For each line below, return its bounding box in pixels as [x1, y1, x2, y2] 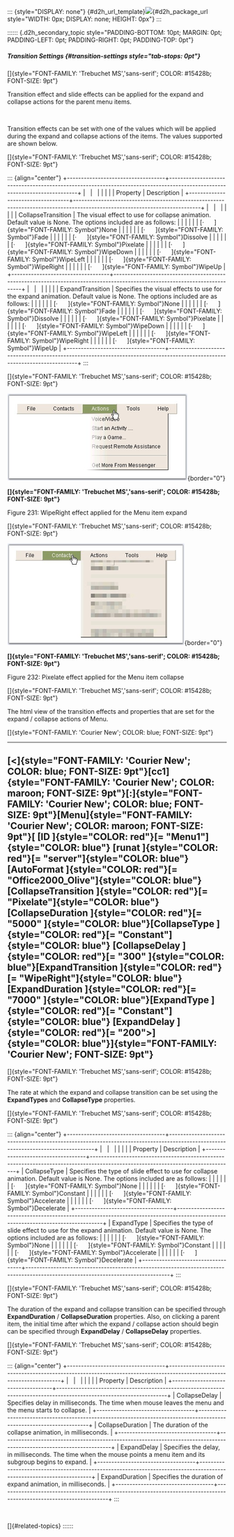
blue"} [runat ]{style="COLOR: [81, 842, 219, 854]
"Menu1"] [166, 831, 209, 843]
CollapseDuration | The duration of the [97, 1421, 209, 1429]
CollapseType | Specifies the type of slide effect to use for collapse [25, 1167, 218, 1175]
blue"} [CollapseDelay [81, 940, 181, 952]
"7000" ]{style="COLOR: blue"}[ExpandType [7, 994, 210, 1006]
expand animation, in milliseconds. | [7, 1480, 110, 1488]
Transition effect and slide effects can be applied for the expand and [7, 90, 204, 98]
